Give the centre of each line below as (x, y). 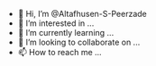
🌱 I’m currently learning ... (66, 33)
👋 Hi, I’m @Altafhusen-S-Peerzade (82, 14)
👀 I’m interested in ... (56, 23)
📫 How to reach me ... (60, 52)
